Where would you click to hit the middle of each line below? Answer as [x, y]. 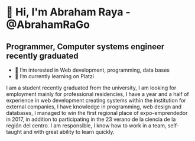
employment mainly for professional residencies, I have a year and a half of [97, 94]
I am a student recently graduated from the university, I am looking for [91, 88]
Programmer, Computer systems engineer [85, 47]
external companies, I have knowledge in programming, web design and [94, 107]
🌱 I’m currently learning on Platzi [54, 76]
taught [14, 132]
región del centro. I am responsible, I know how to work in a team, [86, 126]
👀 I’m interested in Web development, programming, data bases [92, 70]
